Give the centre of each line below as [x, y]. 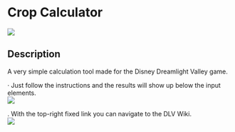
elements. [22, 93]
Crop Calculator [55, 12]
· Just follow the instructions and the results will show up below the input [114, 85]
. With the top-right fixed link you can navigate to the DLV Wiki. [100, 113]
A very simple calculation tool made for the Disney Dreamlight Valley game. [117, 71]
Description [34, 54]
